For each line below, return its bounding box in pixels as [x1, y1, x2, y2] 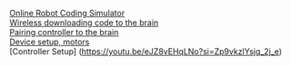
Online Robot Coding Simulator [9, 8, 125, 18]
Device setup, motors [9, 36, 90, 47]
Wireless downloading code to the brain [9, 17, 159, 28]
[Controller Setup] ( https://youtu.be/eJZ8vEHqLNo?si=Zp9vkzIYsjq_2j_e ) [9, 46, 283, 57]
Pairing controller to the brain [9, 27, 119, 37]
